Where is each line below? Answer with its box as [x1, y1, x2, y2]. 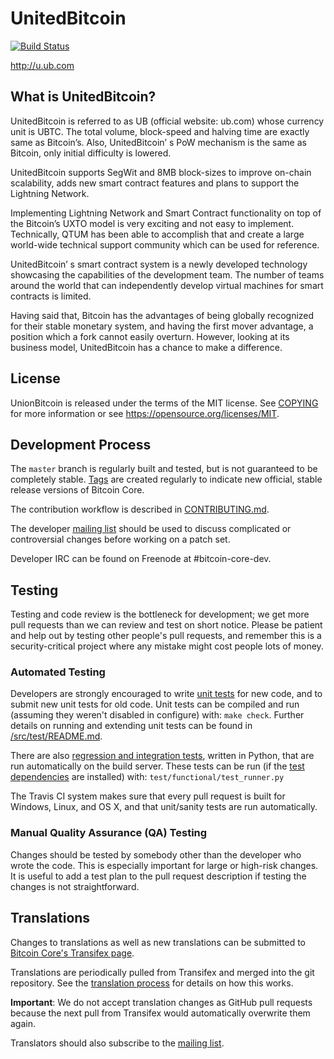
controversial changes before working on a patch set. [10, 533, 231, 546]
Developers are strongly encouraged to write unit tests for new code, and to [10, 688, 323, 700]
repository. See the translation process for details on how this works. [10, 977, 294, 989]
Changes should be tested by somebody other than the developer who [10, 848, 302, 861]
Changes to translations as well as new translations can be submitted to [10, 936, 307, 948]
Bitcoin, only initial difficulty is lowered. [10, 147, 172, 159]
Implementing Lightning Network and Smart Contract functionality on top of [10, 207, 322, 219]
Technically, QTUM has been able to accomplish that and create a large [10, 228, 305, 240]
